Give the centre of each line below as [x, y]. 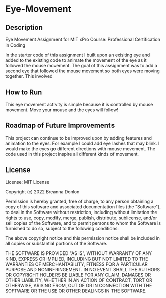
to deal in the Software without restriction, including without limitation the [81, 212]
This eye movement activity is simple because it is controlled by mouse [79, 104]
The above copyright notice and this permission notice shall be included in [82, 238]
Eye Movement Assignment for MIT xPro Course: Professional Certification [83, 39]
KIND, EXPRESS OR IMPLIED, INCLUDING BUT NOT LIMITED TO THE [77, 259]
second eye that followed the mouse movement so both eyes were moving [82, 71]
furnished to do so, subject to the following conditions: [62, 229]
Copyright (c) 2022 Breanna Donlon [42, 192]
